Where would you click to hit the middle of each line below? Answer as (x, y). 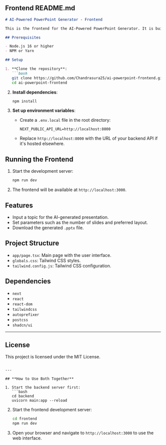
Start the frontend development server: (52, 410)
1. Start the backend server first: (43, 388)
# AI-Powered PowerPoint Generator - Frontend (54, 19)
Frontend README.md (40, 8)
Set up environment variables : (44, 110)
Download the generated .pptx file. (48, 228)
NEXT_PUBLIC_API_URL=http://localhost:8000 (65, 129)
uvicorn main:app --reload (40, 400)
